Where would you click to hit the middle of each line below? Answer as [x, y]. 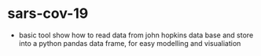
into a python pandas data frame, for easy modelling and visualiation [130, 43]
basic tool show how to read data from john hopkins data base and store [136, 35]
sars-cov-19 [48, 14]
